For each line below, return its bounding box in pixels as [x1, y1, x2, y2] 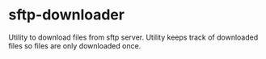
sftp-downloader [8, 6, 125, 24]
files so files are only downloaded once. [8, 40, 141, 50]
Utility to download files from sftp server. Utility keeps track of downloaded [8, 32, 259, 42]
